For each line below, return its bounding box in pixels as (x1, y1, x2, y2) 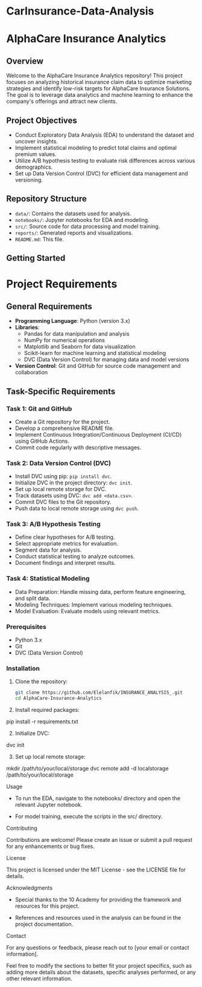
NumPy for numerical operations (24, 337, 106, 344)
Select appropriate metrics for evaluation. (14, 540, 119, 547)
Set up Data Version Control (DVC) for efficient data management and (14, 170, 188, 177)
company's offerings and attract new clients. (6, 98, 118, 105)
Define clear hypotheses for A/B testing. (14, 533, 115, 541)
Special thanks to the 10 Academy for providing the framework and (14, 896, 181, 904)
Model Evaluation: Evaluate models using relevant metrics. (14, 607, 160, 614)
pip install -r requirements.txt (6, 718, 78, 725)
